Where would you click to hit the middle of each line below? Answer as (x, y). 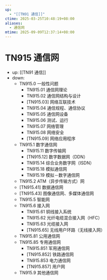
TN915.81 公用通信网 (40, 236)
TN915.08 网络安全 (45, 132)
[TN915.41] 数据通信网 (41, 187)
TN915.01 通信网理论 (47, 90)
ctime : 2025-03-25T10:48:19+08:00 (40, 19)
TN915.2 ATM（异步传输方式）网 (52, 181)
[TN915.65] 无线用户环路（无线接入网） (66, 230)
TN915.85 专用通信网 (40, 242)
